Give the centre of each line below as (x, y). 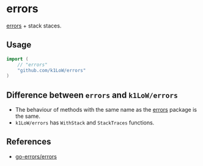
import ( (17, 59)
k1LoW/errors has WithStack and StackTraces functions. (85, 123)
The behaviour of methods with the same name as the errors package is (106, 110)
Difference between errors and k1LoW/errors (92, 95)
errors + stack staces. (34, 26)
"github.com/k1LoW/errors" (52, 70)
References (29, 142)
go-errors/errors (36, 156)
